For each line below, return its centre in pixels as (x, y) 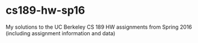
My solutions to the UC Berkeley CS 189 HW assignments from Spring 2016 (99, 27)
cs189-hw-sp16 (45, 10)
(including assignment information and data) (60, 33)
